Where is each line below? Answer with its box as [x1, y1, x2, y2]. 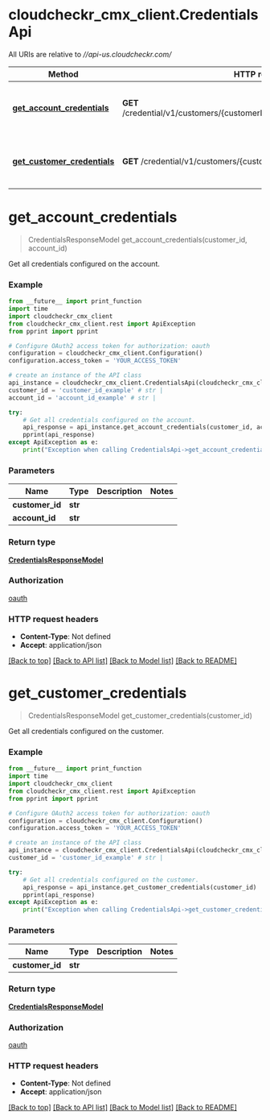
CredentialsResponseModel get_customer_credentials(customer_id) [27, 711, 253, 720]
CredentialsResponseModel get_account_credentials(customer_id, [27, 234, 247, 244]
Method [47, 68, 79, 80]
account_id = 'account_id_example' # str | [8, 393, 157, 402]
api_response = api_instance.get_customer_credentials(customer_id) [22, 883, 257, 891]
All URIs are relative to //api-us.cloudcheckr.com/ [8, 49, 172, 59]
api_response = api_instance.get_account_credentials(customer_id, [22, 423, 253, 432]
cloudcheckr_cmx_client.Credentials [8, 6, 259, 24]
